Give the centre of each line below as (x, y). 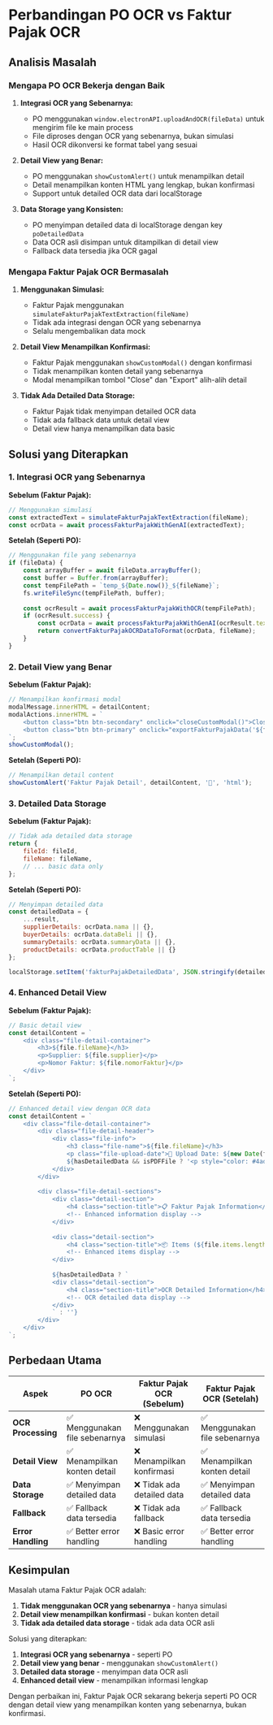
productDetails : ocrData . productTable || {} (100, 949)
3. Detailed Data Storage (58, 804)
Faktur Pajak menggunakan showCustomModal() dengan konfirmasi (142, 362)
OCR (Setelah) (231, 1398)
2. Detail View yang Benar (60, 666)
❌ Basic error (159, 1531)
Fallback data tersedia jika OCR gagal (95, 250)
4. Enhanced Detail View (58, 993)
